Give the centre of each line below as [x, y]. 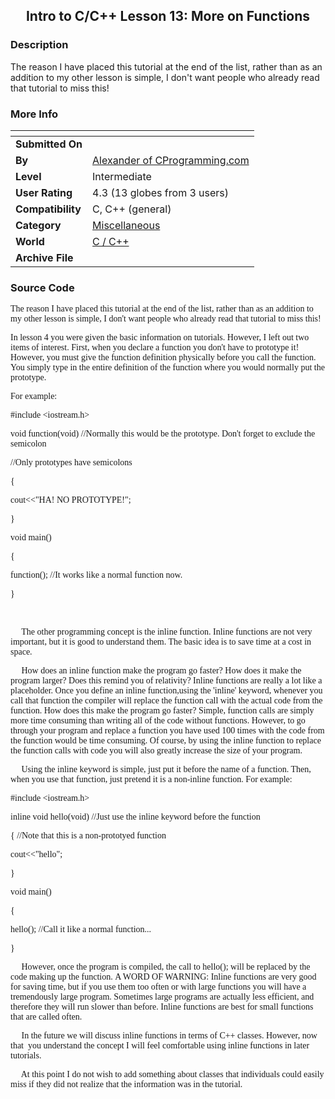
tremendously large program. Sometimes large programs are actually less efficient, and [162, 997]
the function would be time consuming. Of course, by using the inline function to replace [166, 740]
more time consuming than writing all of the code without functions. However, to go [158, 720]
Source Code [42, 287]
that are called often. [46, 1017]
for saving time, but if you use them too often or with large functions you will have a [158, 987]
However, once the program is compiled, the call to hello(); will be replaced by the [166, 967]
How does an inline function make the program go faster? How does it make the [161, 670]
